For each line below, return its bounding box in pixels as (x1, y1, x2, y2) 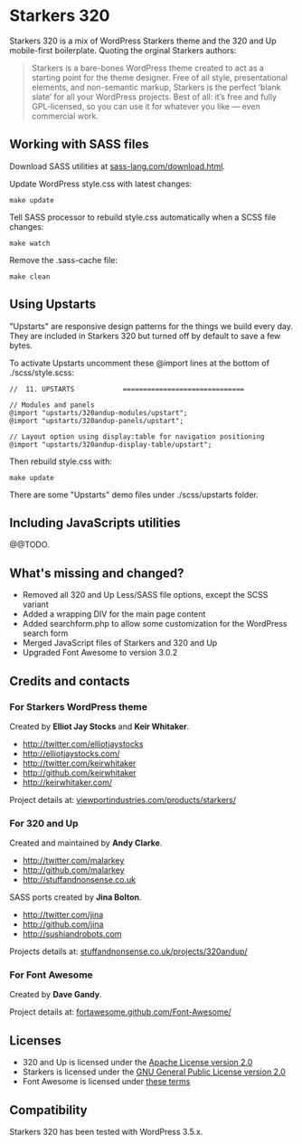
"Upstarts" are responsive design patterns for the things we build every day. (9, 320, 294, 331)
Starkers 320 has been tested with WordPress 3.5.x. (9, 1127, 203, 1138)
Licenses (9, 1033, 61, 1048)
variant (22, 599, 49, 610)
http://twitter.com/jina (22, 910, 104, 921)
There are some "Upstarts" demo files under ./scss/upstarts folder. (9, 489, 260, 500)
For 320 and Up (9, 817, 79, 829)
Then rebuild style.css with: (9, 456, 113, 467)
